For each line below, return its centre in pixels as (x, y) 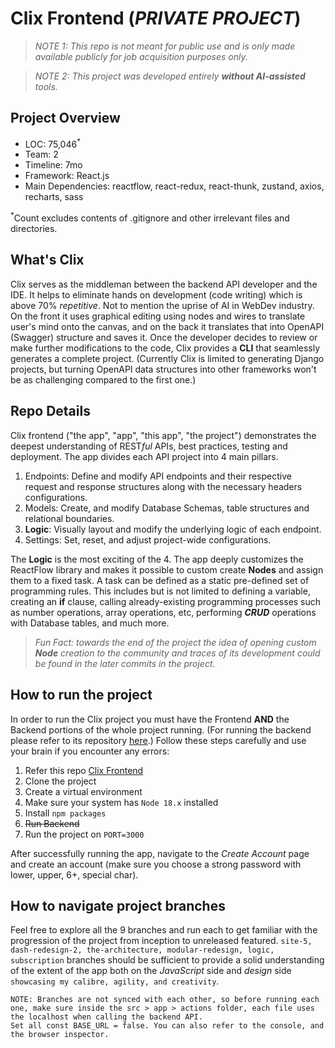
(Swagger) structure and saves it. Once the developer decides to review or (164, 337)
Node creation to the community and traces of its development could (177, 653)
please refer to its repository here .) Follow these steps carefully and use (158, 740)
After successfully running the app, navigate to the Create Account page (160, 853)
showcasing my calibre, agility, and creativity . (115, 981)
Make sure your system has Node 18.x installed (121, 802)
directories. (34, 229)
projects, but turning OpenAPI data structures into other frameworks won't (163, 369)
